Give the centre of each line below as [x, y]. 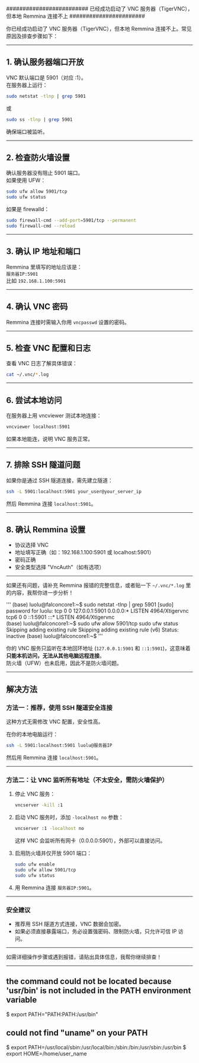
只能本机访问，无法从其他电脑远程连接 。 [55, 656]
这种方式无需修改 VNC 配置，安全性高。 [55, 722]
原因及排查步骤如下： [32, 36]
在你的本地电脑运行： [32, 735]
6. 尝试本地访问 [34, 400]
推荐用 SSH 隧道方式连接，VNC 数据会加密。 [69, 924]
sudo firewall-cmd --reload [41, 226]
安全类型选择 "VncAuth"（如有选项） [60, 567]
